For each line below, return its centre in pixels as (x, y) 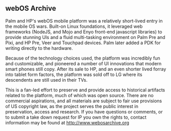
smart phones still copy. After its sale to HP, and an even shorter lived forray (86, 69)
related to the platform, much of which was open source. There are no (80, 95)
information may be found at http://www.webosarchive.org (67, 122)
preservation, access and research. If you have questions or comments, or (84, 111)
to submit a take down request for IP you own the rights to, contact (76, 117)
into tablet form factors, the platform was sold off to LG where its (74, 74)
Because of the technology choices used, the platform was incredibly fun (83, 58)
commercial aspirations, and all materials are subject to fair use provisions (84, 101)
